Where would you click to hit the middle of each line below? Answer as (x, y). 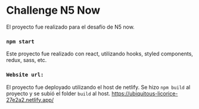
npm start (20, 41)
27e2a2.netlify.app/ (30, 99)
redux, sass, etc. (27, 60)
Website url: (25, 75)
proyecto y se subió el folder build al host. (58, 94)
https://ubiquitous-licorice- (145, 94)
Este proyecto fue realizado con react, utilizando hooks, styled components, (100, 54)
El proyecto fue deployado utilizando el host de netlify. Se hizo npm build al (98, 87)
